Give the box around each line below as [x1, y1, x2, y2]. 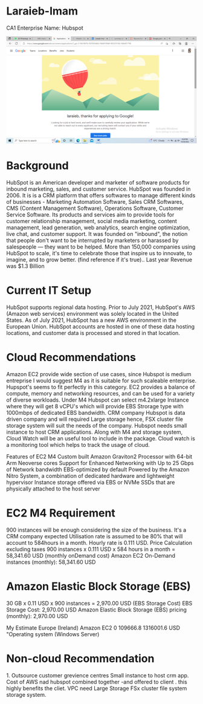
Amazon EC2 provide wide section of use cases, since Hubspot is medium [6, 370, 192, 377]
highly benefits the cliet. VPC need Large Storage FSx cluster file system [6, 685, 187, 692]
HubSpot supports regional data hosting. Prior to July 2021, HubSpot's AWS [6, 304, 195, 311]
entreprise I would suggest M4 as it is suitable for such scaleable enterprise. [6, 377, 197, 384]
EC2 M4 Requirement [6, 506, 116, 520]
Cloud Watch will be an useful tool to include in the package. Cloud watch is [6, 434, 195, 442]
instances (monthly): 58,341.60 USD [6, 558, 96, 565]
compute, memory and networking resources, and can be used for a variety [6, 389, 195, 397]
